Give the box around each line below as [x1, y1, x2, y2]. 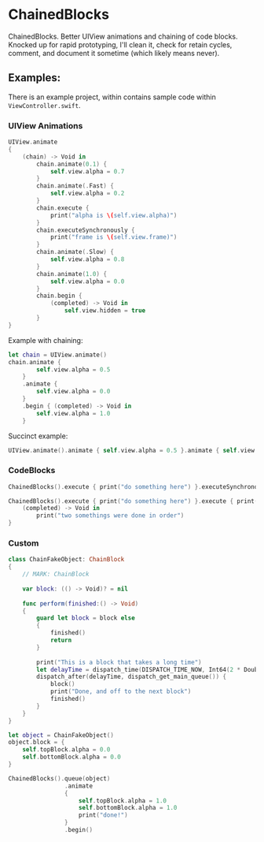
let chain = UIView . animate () [8, 351, 108, 359]
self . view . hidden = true [64, 307, 146, 315]
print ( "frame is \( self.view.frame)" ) [49, 233, 178, 241]
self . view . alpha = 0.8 [49, 255, 125, 263]
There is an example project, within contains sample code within [8, 92, 216, 102]
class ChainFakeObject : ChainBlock [8, 556, 125, 564]
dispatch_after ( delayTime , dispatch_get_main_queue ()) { [36, 672, 226, 681]
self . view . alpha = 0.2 [49, 189, 125, 198]
